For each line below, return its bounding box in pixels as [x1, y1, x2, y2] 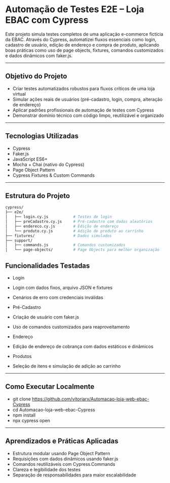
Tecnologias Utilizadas [5, 132, 79, 140]
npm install [12, 412, 36, 418]
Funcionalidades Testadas [5, 261, 90, 270]
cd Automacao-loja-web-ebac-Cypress [12, 407, 95, 413]
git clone [12, 396, 31, 402]
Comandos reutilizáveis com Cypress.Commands [12, 461, 115, 467]
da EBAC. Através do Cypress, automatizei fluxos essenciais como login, [5, 36, 157, 43]
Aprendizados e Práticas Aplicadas [5, 437, 119, 446]
